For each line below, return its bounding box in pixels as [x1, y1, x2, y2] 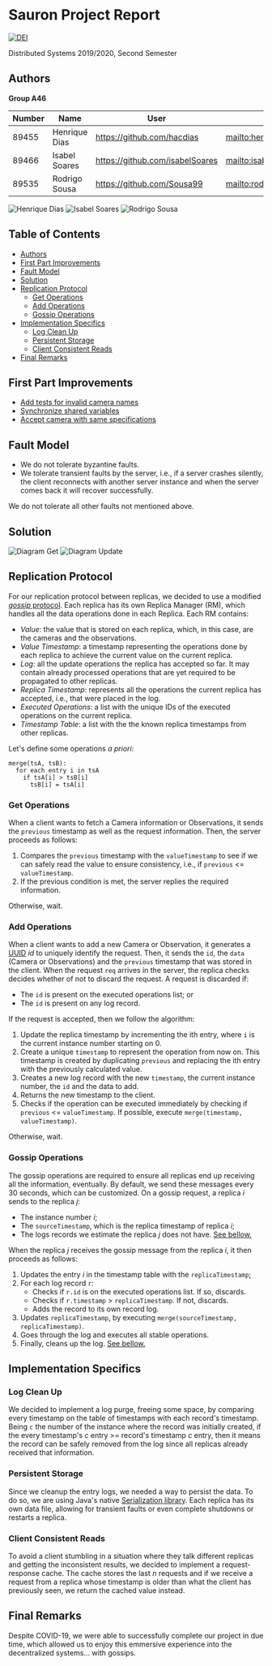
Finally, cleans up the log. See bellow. [19, 1338, 146, 1348]
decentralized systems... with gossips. [8, 1647, 136, 1657]
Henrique [52, 126, 88, 137]
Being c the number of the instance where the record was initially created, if [8, 1422, 261, 1431]
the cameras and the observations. [19, 633, 137, 643]
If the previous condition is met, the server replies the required [19, 876, 229, 886]
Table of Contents [8, 227, 101, 241]
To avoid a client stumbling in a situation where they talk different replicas [8, 1551, 254, 1561]
